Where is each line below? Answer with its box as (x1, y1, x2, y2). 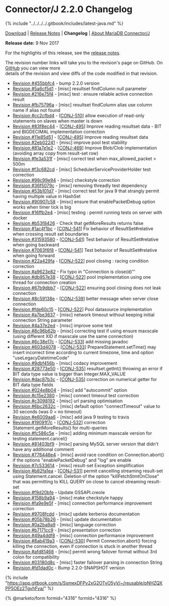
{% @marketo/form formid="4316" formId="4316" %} (5, 595, 117, 601)
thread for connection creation (12, 279, 77, 285)
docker (12, 214, 28, 221)
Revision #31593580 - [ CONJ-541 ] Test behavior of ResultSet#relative (12, 236, 159, 242)
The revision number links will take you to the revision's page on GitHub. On (5, 59, 163, 65)
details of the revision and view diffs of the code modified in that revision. (5, 70, 158, 77)
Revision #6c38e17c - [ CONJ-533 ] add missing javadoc (12, 338, 129, 345)
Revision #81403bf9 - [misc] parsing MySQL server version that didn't (12, 441, 159, 447)
